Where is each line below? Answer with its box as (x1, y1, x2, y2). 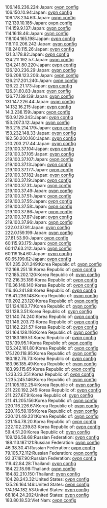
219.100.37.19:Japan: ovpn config (5, 177, 72, 183)
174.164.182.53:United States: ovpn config (5, 487, 89, 493)
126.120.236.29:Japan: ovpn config (5, 67, 76, 73)
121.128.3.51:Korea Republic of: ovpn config (5, 309, 92, 314)
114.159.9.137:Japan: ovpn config (5, 25, 71, 31)
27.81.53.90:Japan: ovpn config (5, 235, 69, 241)
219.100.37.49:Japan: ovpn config (5, 188, 73, 194)
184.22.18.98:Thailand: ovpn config (5, 466, 76, 471)
